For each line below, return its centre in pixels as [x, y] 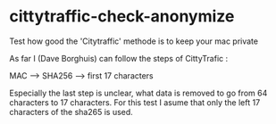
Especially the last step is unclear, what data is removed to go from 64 [138, 93]
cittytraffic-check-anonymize [122, 17]
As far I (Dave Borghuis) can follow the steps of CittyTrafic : [119, 58]
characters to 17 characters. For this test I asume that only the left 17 [135, 102]
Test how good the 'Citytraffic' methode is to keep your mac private [134, 41]
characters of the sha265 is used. [71, 112]
